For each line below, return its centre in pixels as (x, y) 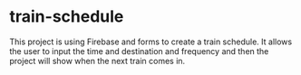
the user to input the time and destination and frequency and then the (139, 51)
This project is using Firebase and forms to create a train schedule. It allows (151, 42)
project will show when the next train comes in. (97, 61)
